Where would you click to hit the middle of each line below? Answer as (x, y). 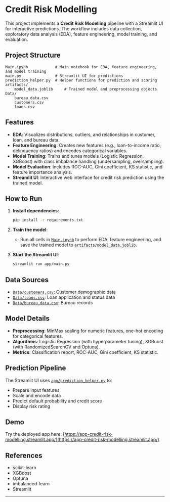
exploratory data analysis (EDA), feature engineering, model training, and (81, 34)
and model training (26, 71)
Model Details (27, 319)
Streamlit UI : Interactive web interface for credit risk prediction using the (88, 177)
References (24, 455)
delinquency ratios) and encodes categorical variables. (70, 151)
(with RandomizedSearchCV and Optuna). (56, 347)
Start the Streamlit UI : (36, 255)
